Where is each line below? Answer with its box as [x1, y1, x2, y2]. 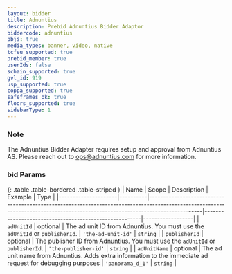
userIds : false [7, 62, 51, 68]
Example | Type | [7, 193, 55, 201]
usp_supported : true [7, 81, 67, 88]
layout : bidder [7, 10, 51, 17]
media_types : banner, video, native [7, 42, 113, 49]
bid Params [7, 170, 46, 179]
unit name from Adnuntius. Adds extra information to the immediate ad [7, 252, 208, 260]
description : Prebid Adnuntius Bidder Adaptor [7, 23, 144, 30]
